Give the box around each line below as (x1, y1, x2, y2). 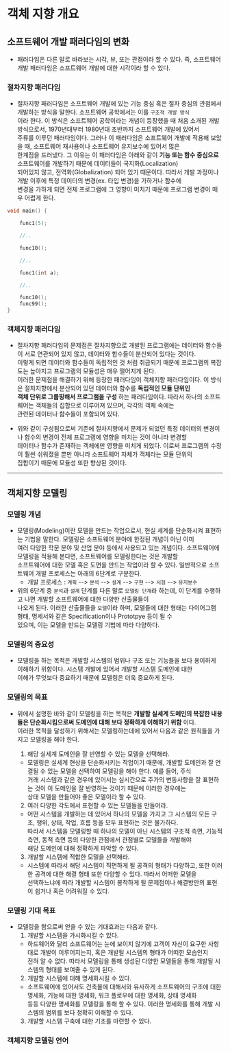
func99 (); (19, 300, 48, 307)
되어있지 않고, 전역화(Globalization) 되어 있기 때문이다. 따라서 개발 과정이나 (16, 168, 219, 176)
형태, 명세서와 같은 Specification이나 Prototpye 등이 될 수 (16, 612, 172, 621)
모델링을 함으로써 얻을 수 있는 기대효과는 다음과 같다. (16, 922, 158, 930)
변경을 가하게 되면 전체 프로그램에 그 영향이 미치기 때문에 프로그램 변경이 (16, 185, 211, 193)
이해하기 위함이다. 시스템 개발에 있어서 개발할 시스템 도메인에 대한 (16, 665, 193, 673)
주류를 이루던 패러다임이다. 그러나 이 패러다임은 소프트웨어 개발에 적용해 (16, 134, 209, 142)
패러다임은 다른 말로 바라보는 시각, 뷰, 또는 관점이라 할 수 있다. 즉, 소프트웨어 (16, 56, 221, 63)
